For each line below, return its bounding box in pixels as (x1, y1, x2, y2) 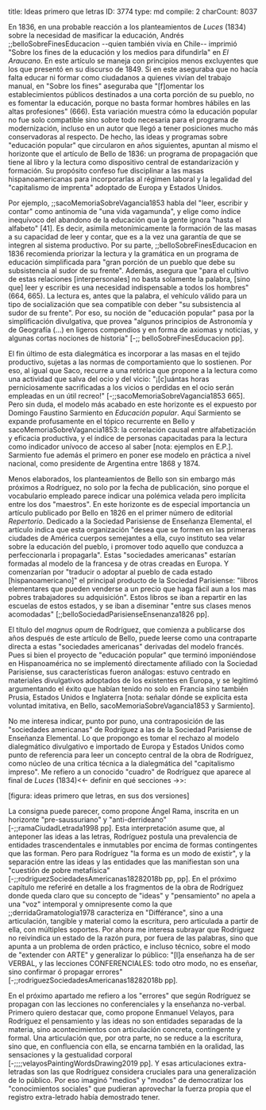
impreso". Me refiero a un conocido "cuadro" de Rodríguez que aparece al (8, 767, 252, 777)
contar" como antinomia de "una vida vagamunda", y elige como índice (8, 207, 241, 216)
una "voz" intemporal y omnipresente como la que (8, 899, 173, 909)
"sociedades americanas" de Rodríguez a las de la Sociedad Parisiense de (8, 725, 253, 734)
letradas (8, 1067, 36, 1077)
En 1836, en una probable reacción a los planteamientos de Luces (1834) (8, 22, 246, 31)
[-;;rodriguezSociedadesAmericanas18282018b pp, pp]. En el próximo (8, 874, 237, 883)
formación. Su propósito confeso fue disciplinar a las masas (8, 166, 204, 175)
